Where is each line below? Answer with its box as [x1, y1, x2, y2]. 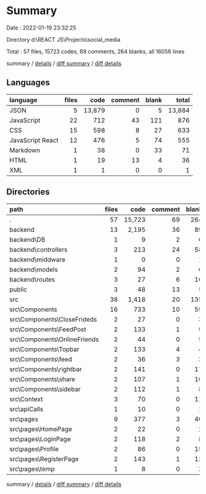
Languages [6, 77, 50, 88]
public [9, 285, 28, 293]
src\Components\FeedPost [9, 325, 86, 333]
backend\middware [9, 255, 66, 264]
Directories [6, 187, 50, 197]
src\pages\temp [9, 465, 55, 473]
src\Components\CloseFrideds [9, 315, 97, 323]
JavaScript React [9, 136, 59, 144]
